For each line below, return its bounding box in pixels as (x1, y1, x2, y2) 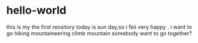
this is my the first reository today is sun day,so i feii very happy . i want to (6, 23, 193, 30)
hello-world (6, 4, 67, 17)
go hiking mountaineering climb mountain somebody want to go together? (6, 29, 193, 36)
